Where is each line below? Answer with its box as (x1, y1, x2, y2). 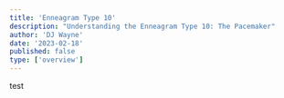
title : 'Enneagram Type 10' (9, 13, 117, 23)
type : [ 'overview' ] (9, 55, 84, 64)
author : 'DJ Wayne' (9, 30, 84, 39)
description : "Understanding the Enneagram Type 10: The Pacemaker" (9, 22, 276, 31)
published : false (9, 47, 76, 56)
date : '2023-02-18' (9, 38, 84, 48)
